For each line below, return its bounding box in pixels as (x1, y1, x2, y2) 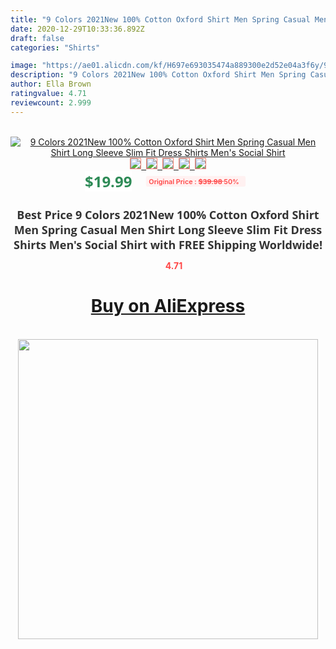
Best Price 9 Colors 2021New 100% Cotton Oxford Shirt (16, 206, 320, 223)
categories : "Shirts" (10, 42, 101, 53)
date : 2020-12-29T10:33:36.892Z (10, 24, 145, 34)
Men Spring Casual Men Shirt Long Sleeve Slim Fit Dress (13, 221, 323, 238)
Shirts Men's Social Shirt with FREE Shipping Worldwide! (13, 236, 323, 253)
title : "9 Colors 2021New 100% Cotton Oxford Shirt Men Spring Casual (10, 14, 311, 25)
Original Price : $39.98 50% (148, 176, 240, 186)
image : (10, 61, 38, 71)
